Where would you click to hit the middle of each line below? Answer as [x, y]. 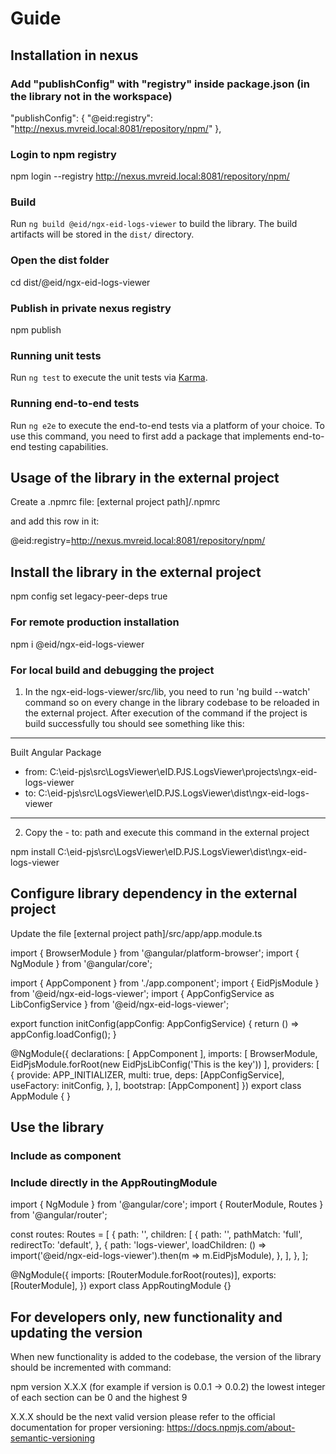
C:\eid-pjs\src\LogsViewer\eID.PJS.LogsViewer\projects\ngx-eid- [183, 771]
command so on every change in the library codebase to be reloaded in [172, 702]
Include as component [66, 1155]
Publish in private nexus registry [91, 308]
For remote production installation [95, 622]
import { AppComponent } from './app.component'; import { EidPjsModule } [165, 983]
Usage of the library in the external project [145, 478]
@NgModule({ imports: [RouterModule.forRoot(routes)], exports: [143, 1275]
